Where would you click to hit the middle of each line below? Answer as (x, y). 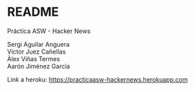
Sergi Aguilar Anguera (39, 44)
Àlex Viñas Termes (34, 58)
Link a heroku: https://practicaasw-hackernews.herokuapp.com (97, 79)
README (33, 12)
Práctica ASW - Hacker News (49, 31)
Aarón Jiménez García (39, 66)
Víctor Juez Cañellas (37, 52)
